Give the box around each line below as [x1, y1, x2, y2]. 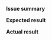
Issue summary [6, 5, 45, 12]
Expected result [6, 17, 46, 23]
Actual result [6, 28, 38, 35]
